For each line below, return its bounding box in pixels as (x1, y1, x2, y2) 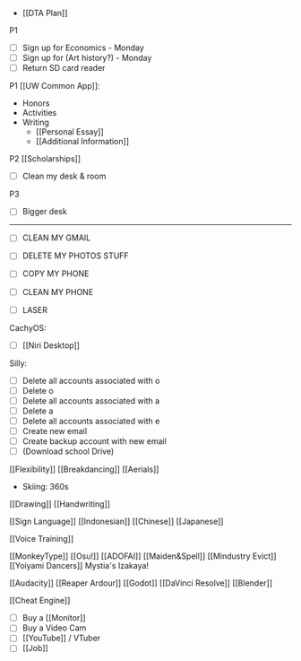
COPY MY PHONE (21, 268, 90, 279)
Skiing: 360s (21, 482, 69, 492)
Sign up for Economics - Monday (21, 42, 145, 53)
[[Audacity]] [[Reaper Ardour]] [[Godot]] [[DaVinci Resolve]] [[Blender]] (9, 578, 273, 588)
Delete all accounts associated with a (21, 395, 160, 406)
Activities (21, 108, 57, 118)
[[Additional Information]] (35, 136, 130, 147)
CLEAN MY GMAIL (21, 232, 91, 243)
